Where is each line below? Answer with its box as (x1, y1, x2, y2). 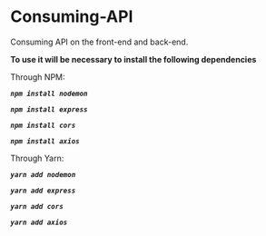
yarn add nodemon (10, 170, 76, 179)
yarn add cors (10, 202, 64, 211)
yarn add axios (10, 218, 68, 227)
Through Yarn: (10, 152, 64, 163)
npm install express (10, 104, 89, 114)
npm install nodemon (10, 89, 89, 98)
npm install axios (10, 136, 80, 146)
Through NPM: (10, 71, 65, 83)
